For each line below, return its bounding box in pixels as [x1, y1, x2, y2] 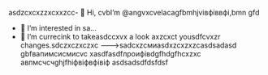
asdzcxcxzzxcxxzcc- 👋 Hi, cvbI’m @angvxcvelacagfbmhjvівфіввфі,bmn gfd [8, 8, 260, 17]
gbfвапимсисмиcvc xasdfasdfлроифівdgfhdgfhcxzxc [19, 49, 201, 58]
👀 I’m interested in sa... [19, 23, 97, 32]
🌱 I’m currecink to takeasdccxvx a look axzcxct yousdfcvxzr [19, 32, 221, 41]
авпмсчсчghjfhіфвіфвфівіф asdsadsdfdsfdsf [19, 57, 169, 67]
